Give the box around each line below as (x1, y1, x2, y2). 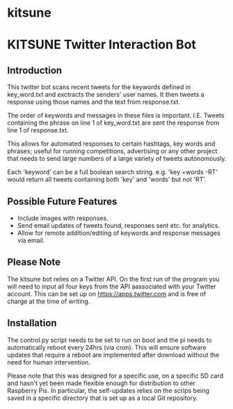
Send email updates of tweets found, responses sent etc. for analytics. (17, 222, 220, 229)
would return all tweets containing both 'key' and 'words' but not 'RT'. (7, 176, 207, 184)
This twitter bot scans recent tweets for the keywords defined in (7, 83, 191, 91)
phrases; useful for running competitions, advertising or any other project (7, 147, 218, 155)
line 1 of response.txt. (7, 126, 69, 134)
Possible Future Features (7, 195, 118, 207)
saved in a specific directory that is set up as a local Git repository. (7, 394, 198, 402)
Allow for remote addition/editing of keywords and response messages (17, 229, 220, 237)
